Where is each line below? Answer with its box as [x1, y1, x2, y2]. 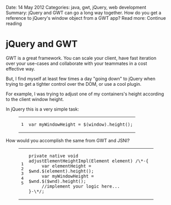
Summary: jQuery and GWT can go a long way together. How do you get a [6, 10, 162, 16]
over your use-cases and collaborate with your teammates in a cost [6, 60, 147, 66]
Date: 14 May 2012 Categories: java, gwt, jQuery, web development [6, 5, 147, 10]
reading [6, 20, 22, 26]
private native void [28, 153, 78, 159]
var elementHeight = [41, 163, 92, 169]
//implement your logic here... [41, 183, 120, 189]
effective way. [6, 65, 35, 72]
